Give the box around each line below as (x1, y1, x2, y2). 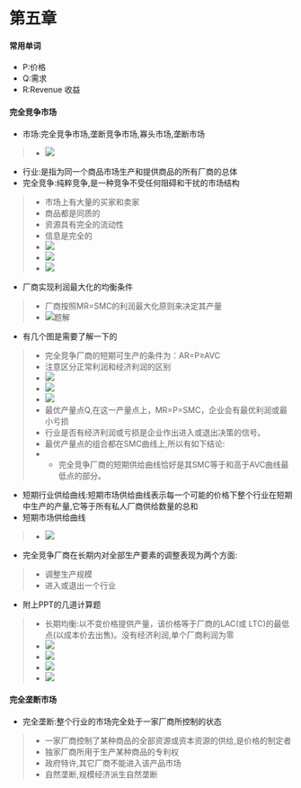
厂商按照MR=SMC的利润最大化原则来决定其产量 (44, 300, 223, 311)
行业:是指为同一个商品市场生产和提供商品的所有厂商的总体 (22, 166, 238, 176)
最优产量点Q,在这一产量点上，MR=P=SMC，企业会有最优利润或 (44, 404, 280, 415)
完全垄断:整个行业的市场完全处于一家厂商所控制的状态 (22, 716, 222, 727)
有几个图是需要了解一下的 (22, 330, 118, 342)
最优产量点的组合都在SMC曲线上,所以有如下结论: (44, 438, 226, 449)
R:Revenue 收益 (22, 85, 81, 95)
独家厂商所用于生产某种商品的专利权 (44, 746, 180, 757)
